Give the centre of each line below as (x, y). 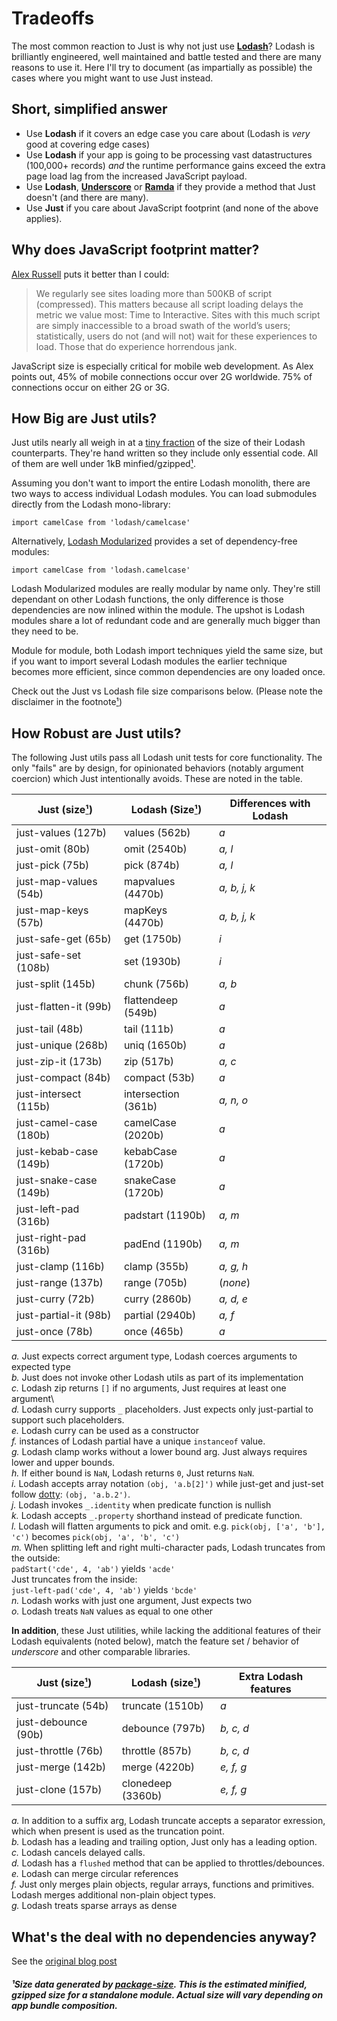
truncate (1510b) (162, 1706)
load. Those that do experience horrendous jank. (136, 346)
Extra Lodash (271, 1677)
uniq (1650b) (155, 1045)
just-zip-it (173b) (59, 1062)
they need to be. (45, 631)
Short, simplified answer (89, 109)
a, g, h (234, 1267)
